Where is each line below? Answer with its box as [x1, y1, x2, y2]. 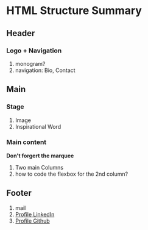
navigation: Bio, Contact [15, 66, 76, 74]
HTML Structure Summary [6, 4, 142, 18]
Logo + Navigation [6, 46, 62, 55]
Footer [6, 188, 32, 198]
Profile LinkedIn [15, 210, 55, 218]
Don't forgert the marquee [6, 152, 74, 159]
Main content [6, 138, 47, 146]
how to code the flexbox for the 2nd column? [15, 170, 129, 178]
